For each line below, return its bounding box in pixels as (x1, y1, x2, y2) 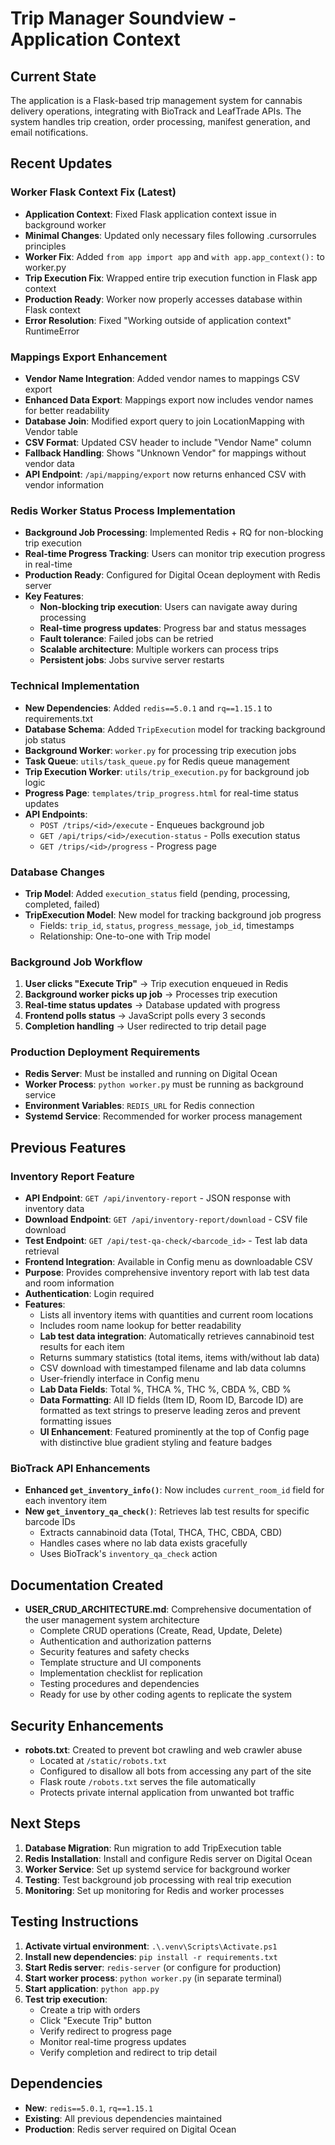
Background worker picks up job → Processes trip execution (24, 988, 278, 1001)
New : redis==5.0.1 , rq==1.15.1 (24, 2102, 153, 2114)
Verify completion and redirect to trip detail (39, 2046, 218, 2058)
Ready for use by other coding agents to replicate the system (39, 1688, 293, 1701)
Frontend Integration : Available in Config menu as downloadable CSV (24, 1256, 313, 1268)
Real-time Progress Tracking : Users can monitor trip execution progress (24, 548, 326, 560)
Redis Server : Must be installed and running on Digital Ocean (24, 1068, 278, 1080)
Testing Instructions (10, 1913, 139, 1931)
